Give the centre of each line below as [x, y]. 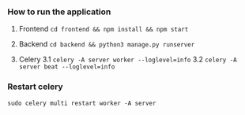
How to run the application [59, 12]
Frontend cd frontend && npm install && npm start [104, 29]
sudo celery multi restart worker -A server [82, 103]
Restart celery [36, 87]
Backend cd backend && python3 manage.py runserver [107, 44]
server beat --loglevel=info [67, 67]
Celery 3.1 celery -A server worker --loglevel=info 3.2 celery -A [128, 59]
